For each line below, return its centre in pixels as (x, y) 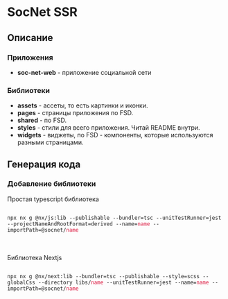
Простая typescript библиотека (53, 199)
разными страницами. (50, 142)
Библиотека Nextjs (35, 257)
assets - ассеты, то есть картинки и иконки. (82, 105)
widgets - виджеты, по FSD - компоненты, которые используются (115, 135)
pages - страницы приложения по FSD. (75, 113)
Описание (30, 38)
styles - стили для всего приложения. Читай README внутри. (108, 128)
